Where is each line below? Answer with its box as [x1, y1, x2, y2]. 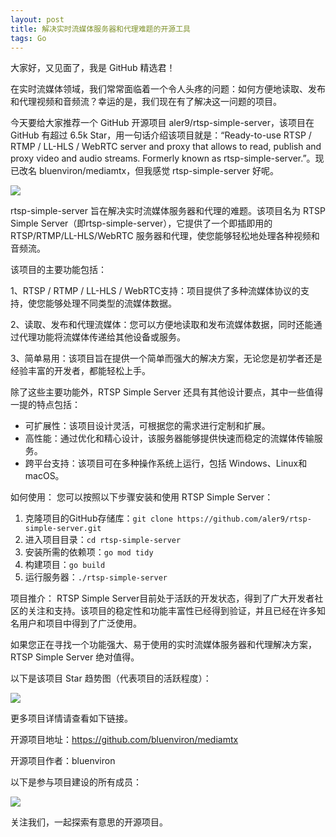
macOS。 [24, 470, 65, 482]
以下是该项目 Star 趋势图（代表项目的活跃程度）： [10, 672, 212, 685]
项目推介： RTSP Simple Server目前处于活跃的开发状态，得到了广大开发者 [10, 592, 315, 605]
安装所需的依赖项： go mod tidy [24, 546, 154, 558]
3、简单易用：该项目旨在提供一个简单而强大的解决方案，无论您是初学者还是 [10, 352, 323, 365]
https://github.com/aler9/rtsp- [177, 514, 312, 525]
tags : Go [10, 33, 47, 43]
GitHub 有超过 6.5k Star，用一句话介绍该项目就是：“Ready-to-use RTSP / [10, 129, 312, 141]
